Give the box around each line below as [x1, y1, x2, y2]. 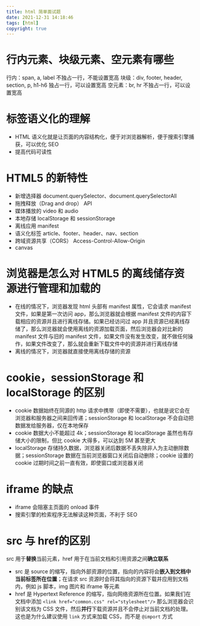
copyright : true [6, 25, 47, 32]
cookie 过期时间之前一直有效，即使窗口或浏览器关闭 [14, 459, 144, 466]
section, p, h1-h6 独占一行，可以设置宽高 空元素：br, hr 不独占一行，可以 [6, 81, 186, 89]
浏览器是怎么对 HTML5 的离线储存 [6, 267, 175, 280]
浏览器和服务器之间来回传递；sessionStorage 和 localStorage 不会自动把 [14, 414, 194, 421]
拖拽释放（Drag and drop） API [14, 200, 93, 207]
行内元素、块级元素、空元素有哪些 [6, 53, 175, 66]
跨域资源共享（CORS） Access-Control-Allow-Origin [14, 237, 146, 244]
